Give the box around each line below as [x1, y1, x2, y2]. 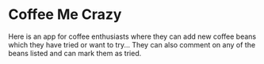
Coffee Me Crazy [8, 6, 122, 24]
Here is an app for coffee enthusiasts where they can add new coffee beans [8, 32, 257, 41]
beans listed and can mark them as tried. [8, 48, 142, 58]
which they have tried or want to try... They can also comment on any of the [8, 40, 256, 49]
